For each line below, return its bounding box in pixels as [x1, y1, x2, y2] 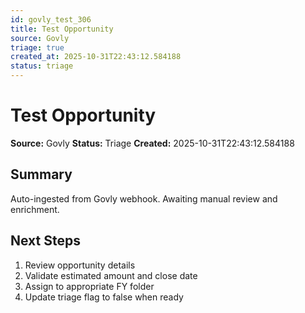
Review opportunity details [24, 259, 136, 271]
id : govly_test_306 [10, 14, 92, 25]
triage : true [10, 42, 65, 53]
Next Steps [10, 232, 81, 250]
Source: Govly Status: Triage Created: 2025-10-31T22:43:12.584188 [10, 137, 295, 149]
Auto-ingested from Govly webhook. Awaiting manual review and [10, 192, 278, 205]
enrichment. [10, 203, 60, 215]
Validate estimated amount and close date [24, 269, 198, 281]
